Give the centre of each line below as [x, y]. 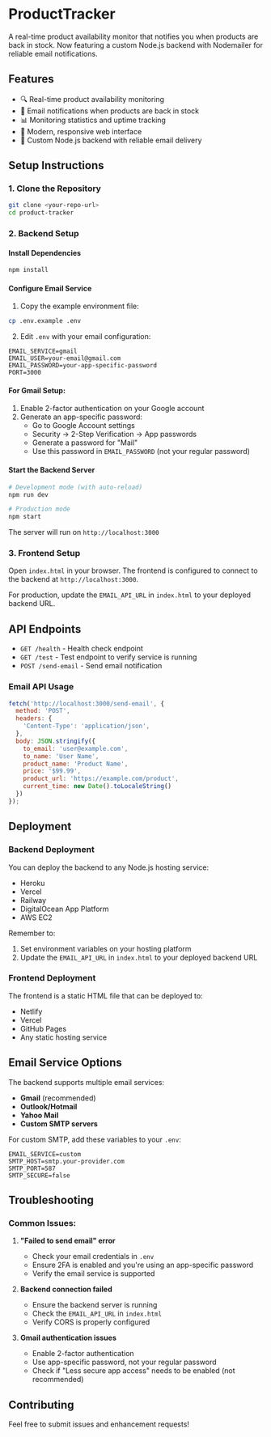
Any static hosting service [64, 1037]
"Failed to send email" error [68, 1241]
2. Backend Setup [44, 234]
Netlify [31, 1011]
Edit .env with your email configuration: [85, 337]
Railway [33, 900]
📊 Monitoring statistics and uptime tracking [93, 120]
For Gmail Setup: [37, 390]
